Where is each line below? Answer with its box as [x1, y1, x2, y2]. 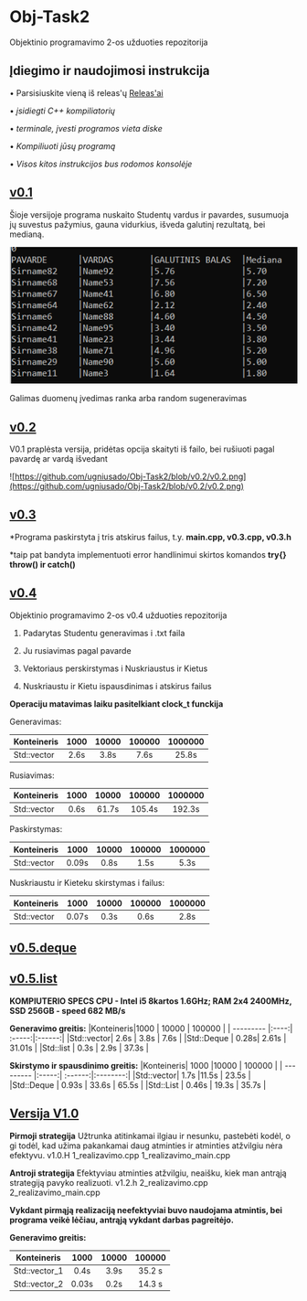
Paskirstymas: [9, 824, 63, 835]
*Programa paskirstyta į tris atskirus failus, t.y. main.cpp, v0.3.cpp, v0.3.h [9, 531, 292, 542]
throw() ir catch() [9, 559, 76, 570]
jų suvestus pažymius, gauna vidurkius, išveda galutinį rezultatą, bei [9, 219, 266, 229]
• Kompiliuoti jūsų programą [9, 140, 116, 152]
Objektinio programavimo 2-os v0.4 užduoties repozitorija [9, 610, 228, 621]
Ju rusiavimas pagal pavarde [22, 645, 132, 656]
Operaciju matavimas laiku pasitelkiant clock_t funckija [9, 698, 224, 709]
